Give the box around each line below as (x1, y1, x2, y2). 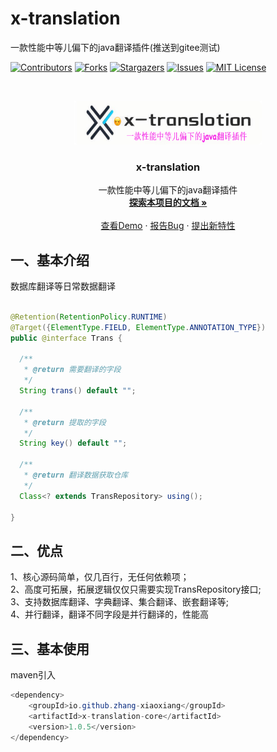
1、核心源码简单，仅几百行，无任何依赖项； (10, 571, 190, 583)
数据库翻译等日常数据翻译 (10, 280, 116, 292)
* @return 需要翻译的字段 (23, 365, 122, 375)
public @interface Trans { (10, 333, 123, 343)
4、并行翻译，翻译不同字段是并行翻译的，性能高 (10, 608, 210, 621)
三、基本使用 (10, 640, 90, 657)
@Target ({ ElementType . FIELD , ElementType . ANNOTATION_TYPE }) (10, 322, 267, 332)
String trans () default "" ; (19, 386, 137, 396)
